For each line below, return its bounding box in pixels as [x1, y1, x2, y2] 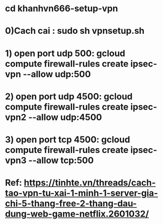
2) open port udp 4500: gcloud [5, 91, 133, 102]
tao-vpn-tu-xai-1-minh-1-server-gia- [5, 188, 158, 199]
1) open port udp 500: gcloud [5, 47, 125, 59]
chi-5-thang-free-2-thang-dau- [5, 198, 137, 209]
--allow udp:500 [22, 68, 91, 80]
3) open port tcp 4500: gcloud [5, 134, 130, 145]
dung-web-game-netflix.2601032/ [5, 208, 149, 220]
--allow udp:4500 [28, 112, 102, 123]
